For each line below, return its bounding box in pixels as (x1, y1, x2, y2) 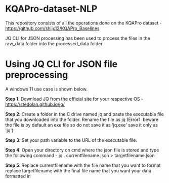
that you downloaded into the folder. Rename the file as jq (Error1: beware (5, 116, 158, 123)
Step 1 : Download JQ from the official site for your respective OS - (5, 96, 143, 102)
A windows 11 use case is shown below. (5, 86, 88, 92)
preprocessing (5, 69, 68, 81)
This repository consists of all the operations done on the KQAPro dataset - (5, 20, 162, 26)
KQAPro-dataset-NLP (5, 3, 98, 15)
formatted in (5, 173, 31, 179)
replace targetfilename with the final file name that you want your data (5, 167, 152, 173)
